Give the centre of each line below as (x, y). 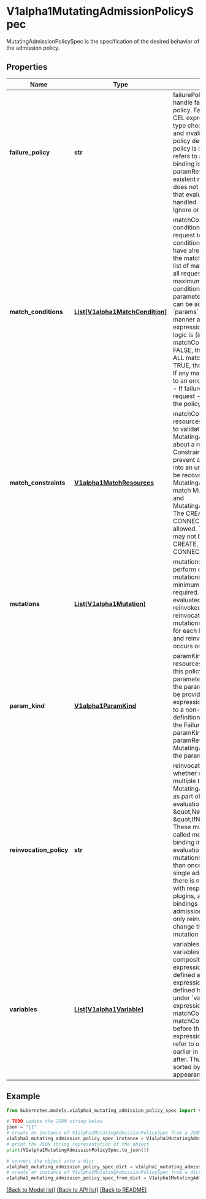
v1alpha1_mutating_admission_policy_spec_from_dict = (77, 1178)
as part (183, 796)
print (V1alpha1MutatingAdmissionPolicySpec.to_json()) (78, 1150)
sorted (182, 1067)
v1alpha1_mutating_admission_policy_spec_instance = (75, 1139)
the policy (187, 404)
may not (185, 536)
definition (186, 717)
